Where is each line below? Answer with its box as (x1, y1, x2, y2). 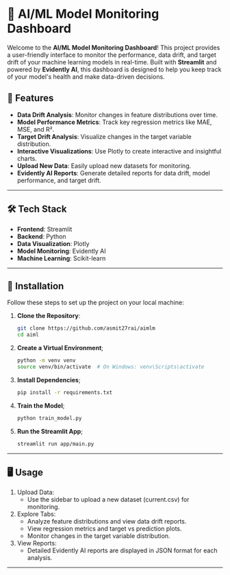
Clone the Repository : (16, 312, 81, 320)
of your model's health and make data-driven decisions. (7, 72, 166, 81)
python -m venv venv (16, 357, 76, 364)
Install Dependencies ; (16, 376, 81, 384)
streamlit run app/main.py (16, 440, 94, 448)
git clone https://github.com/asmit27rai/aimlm (16, 325, 155, 332)
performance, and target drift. (16, 176, 101, 184)
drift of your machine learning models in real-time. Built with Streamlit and (7, 58, 217, 66)
